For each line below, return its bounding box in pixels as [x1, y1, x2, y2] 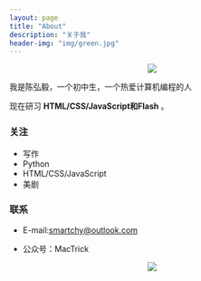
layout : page [9, 13, 59, 23]
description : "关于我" [9, 30, 91, 39]
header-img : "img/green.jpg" [9, 38, 120, 48]
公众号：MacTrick [22, 243, 89, 254]
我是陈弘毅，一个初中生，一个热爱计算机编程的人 [9, 82, 192, 92]
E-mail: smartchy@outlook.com [22, 224, 139, 236]
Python [22, 158, 50, 169]
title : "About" [9, 22, 67, 31]
